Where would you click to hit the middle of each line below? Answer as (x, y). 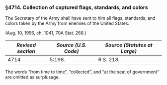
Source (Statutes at (129, 45)
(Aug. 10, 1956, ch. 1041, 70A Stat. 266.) (46, 33)
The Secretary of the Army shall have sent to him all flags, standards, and (80, 18)
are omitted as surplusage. (33, 77)
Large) (129, 51)
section (26, 51)
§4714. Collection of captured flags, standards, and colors (77, 7)
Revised (26, 45)
